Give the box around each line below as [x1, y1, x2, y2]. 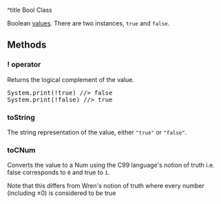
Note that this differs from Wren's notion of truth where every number [7, 182, 205, 190]
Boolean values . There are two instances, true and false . [7, 19, 170, 27]
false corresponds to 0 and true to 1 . [7, 168, 110, 176]
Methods [7, 39, 47, 51]
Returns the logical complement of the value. [7, 75, 134, 83]
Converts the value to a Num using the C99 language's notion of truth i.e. [7, 161, 215, 170]
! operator [7, 60, 41, 70]
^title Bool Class [7, 6, 53, 14]
